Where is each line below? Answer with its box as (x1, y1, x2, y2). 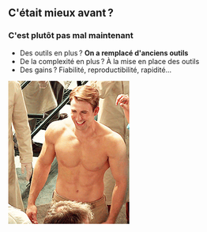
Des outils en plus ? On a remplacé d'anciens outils (19, 48, 189, 58)
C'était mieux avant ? (8, 6, 114, 20)
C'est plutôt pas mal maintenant (8, 30, 134, 41)
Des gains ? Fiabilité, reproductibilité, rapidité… (19, 65, 172, 74)
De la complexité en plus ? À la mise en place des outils (19, 56, 200, 66)
